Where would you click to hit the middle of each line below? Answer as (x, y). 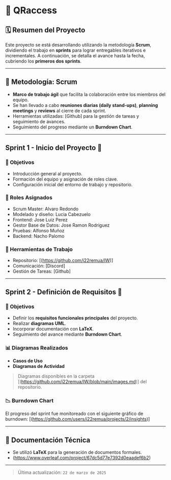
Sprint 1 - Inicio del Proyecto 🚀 (54, 148)
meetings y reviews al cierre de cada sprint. (59, 111)
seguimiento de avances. (39, 121)
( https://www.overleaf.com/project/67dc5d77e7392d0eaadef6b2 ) (82, 458)
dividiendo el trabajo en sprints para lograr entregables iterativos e (76, 50)
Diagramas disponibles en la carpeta (56, 376)
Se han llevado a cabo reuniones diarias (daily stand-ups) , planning (85, 105)
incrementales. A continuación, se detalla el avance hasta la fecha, (75, 56)
